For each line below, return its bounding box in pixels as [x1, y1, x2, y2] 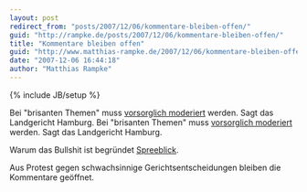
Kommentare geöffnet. [9, 171, 94, 183]
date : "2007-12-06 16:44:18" [9, 56, 121, 65]
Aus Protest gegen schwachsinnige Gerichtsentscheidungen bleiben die [9, 162, 281, 173]
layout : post [9, 13, 59, 23]
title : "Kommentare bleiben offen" [9, 38, 145, 48]
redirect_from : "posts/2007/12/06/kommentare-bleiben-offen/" [9, 22, 251, 31]
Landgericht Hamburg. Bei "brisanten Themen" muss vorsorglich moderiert [9, 116, 292, 128]
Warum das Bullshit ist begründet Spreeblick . [9, 144, 179, 155]
